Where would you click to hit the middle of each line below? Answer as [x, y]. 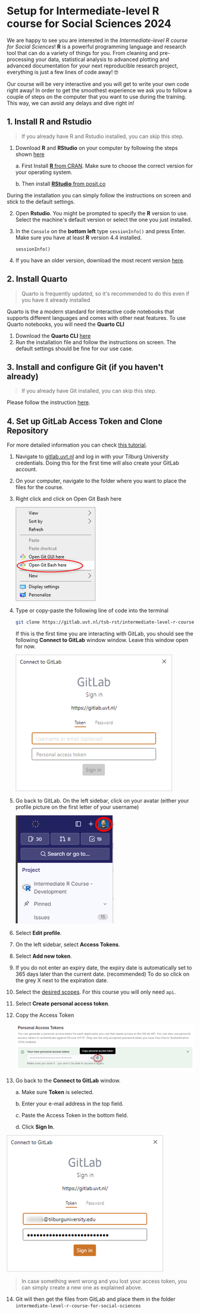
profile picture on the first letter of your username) [77, 807]
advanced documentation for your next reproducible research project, [93, 65]
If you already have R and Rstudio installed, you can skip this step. [102, 136]
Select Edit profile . [38, 933]
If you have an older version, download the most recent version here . [100, 260]
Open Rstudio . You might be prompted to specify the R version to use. [101, 213]
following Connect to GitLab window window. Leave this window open [102, 640]
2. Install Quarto [37, 279]
